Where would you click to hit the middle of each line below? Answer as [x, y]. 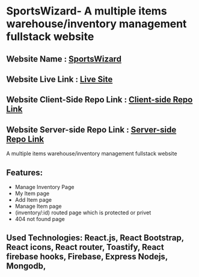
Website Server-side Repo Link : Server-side [91, 130]
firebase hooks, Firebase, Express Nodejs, [87, 257]
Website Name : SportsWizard [64, 59]
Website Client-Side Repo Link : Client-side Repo [99, 100]
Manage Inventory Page [44, 187]
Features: [25, 173]
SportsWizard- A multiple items [87, 11]
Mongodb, [26, 266]
